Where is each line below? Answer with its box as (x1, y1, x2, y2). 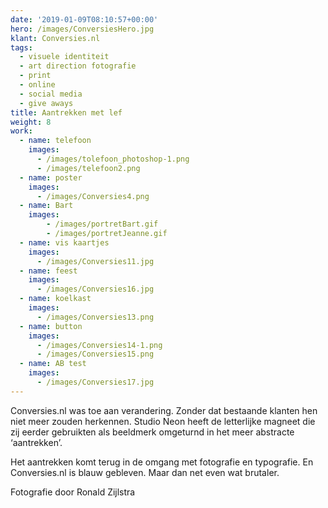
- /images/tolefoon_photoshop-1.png (36, 154, 190, 164)
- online (19, 80, 56, 90)
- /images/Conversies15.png (36, 349, 155, 360)
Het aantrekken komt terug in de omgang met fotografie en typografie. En (10, 456, 314, 468)
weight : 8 (10, 117, 52, 127)
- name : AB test (19, 359, 87, 369)
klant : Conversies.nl (10, 33, 101, 43)
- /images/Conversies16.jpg (36, 284, 155, 295)
